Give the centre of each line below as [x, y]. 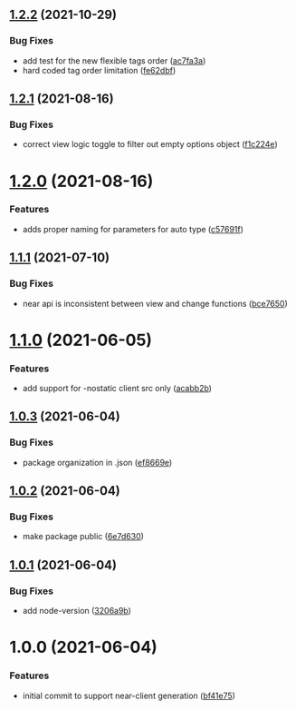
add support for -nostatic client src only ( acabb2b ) [117, 389]
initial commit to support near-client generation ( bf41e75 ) [129, 695]
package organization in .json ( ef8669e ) [97, 462]
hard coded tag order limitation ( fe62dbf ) [99, 70]
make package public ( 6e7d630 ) [83, 537]
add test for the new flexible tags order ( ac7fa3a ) [114, 60]
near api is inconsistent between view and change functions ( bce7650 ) [155, 303]
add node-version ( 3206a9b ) [76, 611]
